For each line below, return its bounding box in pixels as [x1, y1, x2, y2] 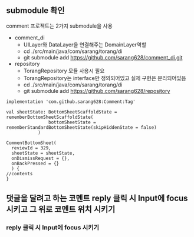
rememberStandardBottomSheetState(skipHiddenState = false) [6, 124, 157, 131]
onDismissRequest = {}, [11, 155, 70, 161]
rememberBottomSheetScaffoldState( [6, 114, 94, 120]
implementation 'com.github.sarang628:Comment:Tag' [6, 99, 136, 105]
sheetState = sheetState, [11, 150, 75, 156]
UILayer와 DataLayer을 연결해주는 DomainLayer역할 [23, 41, 147, 48]
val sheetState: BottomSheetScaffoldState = [6, 109, 117, 115]
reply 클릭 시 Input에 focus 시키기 [6, 223, 99, 232]
